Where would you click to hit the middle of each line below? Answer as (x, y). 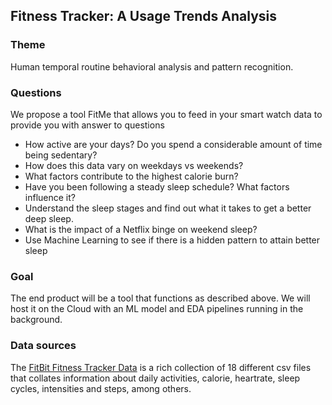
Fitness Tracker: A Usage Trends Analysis (144, 16)
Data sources (43, 346)
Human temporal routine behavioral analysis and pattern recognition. (152, 66)
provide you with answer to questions (87, 125)
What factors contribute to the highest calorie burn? (131, 176)
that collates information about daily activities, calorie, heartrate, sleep (155, 378)
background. (36, 320)
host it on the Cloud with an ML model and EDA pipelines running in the (157, 309)
